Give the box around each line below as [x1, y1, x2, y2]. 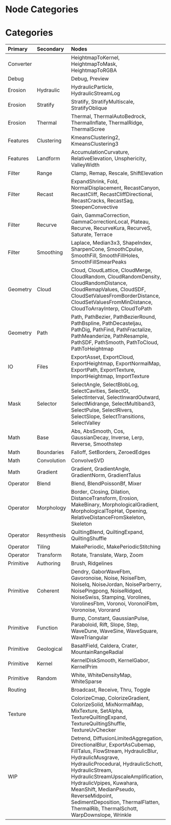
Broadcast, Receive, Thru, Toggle [71, 686, 151, 693]
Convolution [37, 457, 66, 464]
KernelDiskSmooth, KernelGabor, [71, 657, 150, 664]
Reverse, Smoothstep [71, 440, 122, 447]
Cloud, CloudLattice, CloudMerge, [71, 267, 152, 274]
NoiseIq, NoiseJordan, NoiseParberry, [71, 581, 162, 588]
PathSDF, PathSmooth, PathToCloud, [71, 339, 159, 346]
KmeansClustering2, [71, 134, 120, 141]
